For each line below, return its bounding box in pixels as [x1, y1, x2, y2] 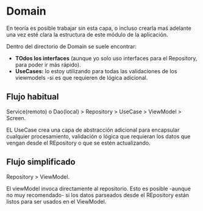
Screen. [6, 114, 26, 121]
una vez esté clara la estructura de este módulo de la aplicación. [6, 30, 168, 38]
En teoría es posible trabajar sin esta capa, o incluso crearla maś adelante [6, 24, 192, 32]
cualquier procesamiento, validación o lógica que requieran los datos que [6, 132, 191, 140]
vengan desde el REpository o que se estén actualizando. [6, 139, 151, 146]
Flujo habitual [6, 91, 59, 102]
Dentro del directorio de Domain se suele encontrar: [6, 43, 137, 50]
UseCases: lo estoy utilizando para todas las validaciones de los [15, 67, 177, 74]
